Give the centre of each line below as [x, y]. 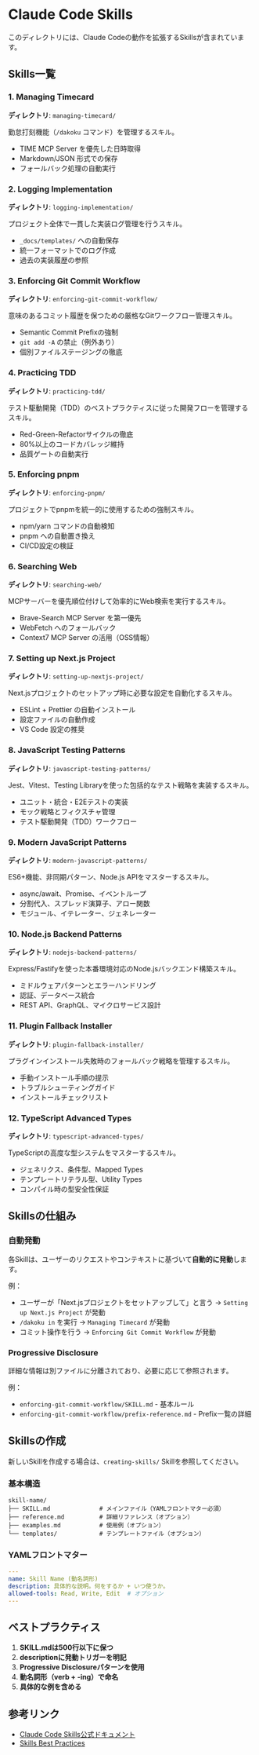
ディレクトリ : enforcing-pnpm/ [57, 492]
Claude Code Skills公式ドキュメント [77, 1735]
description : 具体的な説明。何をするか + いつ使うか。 [89, 1587]
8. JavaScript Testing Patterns [67, 750]
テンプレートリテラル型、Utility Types [81, 1179]
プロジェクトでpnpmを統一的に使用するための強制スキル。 [103, 509]
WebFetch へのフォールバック [68, 628]
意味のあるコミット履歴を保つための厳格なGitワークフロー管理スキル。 [122, 316]
